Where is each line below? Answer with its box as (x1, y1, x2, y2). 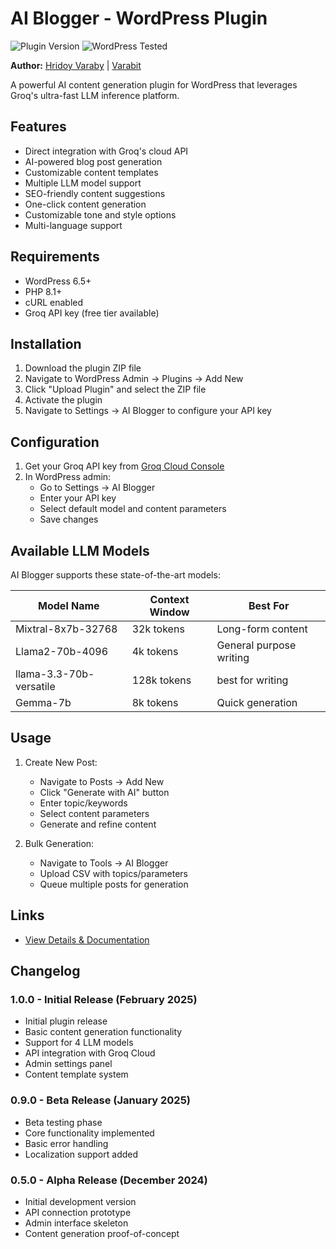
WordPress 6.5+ (24, 275, 92, 287)
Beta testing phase (24, 1116, 103, 1128)
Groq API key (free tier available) (24, 307, 160, 319)
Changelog (10, 963, 81, 980)
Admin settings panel (24, 1058, 113, 1070)
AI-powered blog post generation (24, 155, 163, 167)
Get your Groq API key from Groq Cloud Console (24, 460, 225, 472)
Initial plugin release (24, 1015, 108, 1027)
